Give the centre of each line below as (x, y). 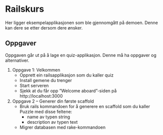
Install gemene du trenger (46, 80)
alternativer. (17, 60)
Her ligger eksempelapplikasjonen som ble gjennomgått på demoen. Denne (82, 23)
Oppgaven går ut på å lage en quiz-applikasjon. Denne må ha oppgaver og (81, 55)
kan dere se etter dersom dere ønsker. (44, 27)
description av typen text (52, 122)
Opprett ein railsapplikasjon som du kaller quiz (66, 75)
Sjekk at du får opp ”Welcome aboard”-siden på (68, 91)
